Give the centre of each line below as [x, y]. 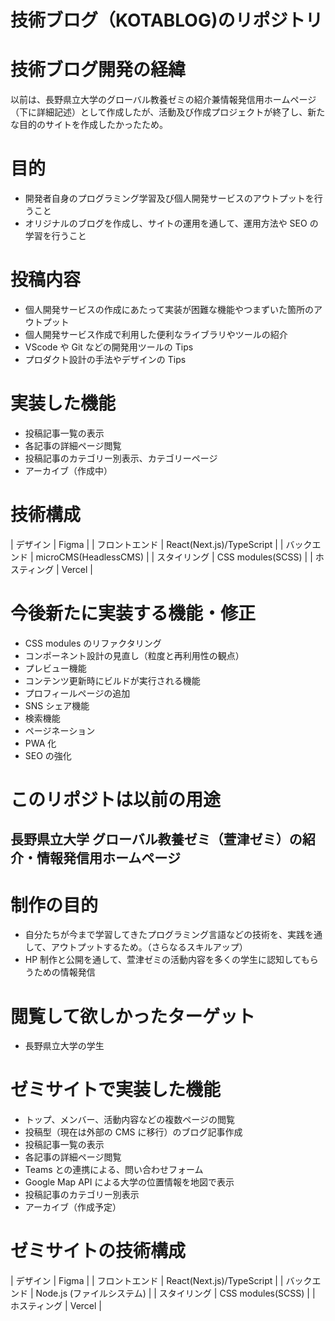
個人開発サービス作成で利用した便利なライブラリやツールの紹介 [156, 334]
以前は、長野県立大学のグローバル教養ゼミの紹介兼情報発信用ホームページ [163, 100]
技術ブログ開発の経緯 [98, 70]
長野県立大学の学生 [64, 1046]
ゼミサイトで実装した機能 [116, 1090]
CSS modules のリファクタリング [93, 643]
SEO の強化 [48, 755]
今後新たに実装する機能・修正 [133, 613]
